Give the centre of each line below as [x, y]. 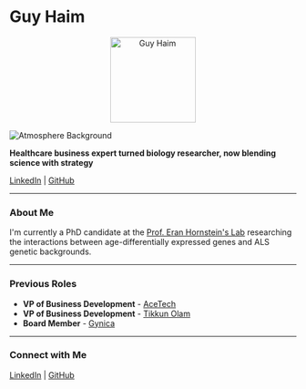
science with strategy [51, 162]
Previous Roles [43, 284]
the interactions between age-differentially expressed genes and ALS [140, 242]
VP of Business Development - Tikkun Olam [107, 313]
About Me [32, 212]
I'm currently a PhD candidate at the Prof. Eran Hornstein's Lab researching [151, 232]
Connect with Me [48, 355]
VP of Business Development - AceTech [99, 303]
